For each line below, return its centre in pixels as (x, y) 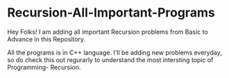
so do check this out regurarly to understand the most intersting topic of (110, 59)
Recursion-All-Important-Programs (111, 13)
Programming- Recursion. (44, 67)
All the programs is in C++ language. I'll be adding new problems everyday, (114, 52)
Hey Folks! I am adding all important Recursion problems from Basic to (108, 32)
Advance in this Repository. (46, 39)
